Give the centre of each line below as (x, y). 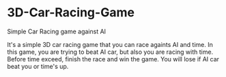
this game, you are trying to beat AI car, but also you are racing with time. (110, 52)
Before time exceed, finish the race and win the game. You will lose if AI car (113, 59)
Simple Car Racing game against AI (57, 31)
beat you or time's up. (38, 66)
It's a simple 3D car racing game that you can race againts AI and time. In (110, 44)
